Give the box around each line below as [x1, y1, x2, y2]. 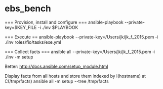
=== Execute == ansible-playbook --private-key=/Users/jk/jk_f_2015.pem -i [4, 34, 159, 40]
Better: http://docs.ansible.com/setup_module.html [4, 63, 108, 69]
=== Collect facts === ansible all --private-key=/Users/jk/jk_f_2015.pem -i [4, 49, 156, 55]
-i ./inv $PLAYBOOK [38, 24, 79, 30]
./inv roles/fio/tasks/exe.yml [4, 39, 61, 45]
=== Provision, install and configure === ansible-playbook [4, 19, 124, 25]
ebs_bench [4, 3, 51, 14]
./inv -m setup [4, 54, 33, 59]
